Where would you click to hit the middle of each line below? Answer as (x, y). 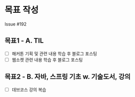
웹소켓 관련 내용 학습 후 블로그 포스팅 (47, 60)
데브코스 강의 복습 (29, 90)
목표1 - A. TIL (24, 41)
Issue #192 (16, 24)
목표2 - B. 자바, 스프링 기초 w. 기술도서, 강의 (68, 77)
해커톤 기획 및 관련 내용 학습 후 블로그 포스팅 (54, 53)
